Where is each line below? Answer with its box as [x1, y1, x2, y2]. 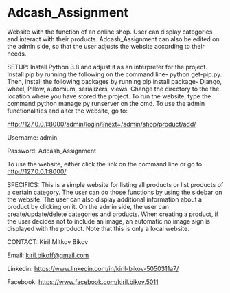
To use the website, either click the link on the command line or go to [7, 160, 203, 168]
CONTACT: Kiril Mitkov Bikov [7, 237, 89, 246]
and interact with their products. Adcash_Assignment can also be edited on [7, 34, 220, 43]
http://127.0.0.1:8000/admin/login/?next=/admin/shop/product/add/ [7, 120, 196, 128]
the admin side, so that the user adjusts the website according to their [7, 42, 205, 50]
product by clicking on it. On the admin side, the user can [7, 202, 170, 210]
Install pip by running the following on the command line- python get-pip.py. [7, 70, 222, 78]
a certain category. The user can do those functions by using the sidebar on [7, 188, 222, 196]
